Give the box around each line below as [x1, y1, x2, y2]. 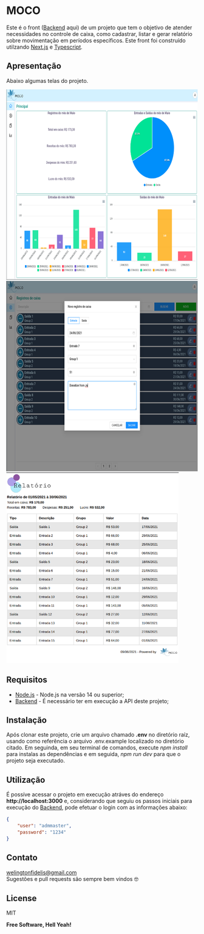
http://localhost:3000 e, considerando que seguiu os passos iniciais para [6, 798, 192, 805]
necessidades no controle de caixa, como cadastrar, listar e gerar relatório [6, 30, 193, 37]
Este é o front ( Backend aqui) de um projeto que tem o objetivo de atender [6, 24, 192, 31]
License [6, 893, 37, 904]
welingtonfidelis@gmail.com [6, 869, 77, 876]
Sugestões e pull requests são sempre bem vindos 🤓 [6, 875, 138, 882]
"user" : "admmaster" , [17, 823, 72, 829]
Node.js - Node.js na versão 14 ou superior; [15, 691, 124, 698]
